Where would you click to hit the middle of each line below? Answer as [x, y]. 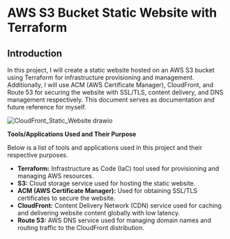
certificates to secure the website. [66, 198]
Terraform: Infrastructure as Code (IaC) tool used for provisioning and [118, 168]
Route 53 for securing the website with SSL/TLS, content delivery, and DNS [115, 92]
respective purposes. [38, 155]
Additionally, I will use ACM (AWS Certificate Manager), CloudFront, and [110, 85]
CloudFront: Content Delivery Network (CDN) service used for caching [119, 206]
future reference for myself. [47, 107]
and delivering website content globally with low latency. [98, 213]
